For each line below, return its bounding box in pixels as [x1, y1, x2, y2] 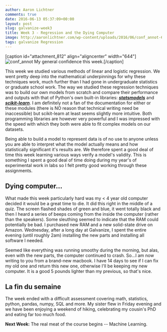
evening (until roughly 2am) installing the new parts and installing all [5, 232, 145, 238]
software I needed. [5, 237, 44, 244]
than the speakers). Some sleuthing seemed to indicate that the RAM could [5, 216, 159, 222]
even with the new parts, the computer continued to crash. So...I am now [5, 252, 154, 258]
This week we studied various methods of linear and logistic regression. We [5, 68, 161, 74]
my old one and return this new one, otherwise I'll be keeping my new [5, 263, 148, 269]
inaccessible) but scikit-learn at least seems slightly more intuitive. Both [5, 110, 152, 116]
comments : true [5, 12, 37, 17]
